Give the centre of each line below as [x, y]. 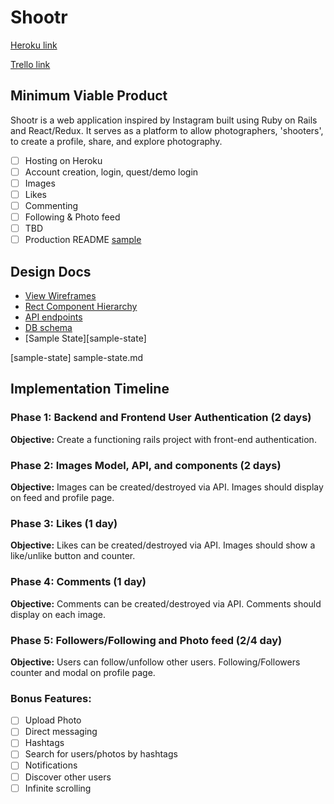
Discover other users [68, 777]
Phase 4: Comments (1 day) [78, 582]
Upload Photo [53, 720]
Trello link [30, 64]
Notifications [51, 765]
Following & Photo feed [72, 217]
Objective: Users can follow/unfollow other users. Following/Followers [155, 662]
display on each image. [58, 614]
